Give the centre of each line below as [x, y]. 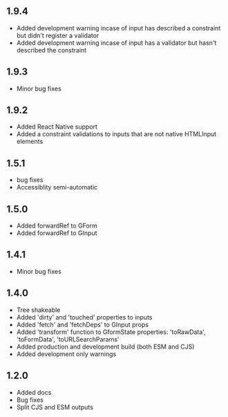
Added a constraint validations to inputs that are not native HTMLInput [116, 134]
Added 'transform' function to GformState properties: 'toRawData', [111, 332]
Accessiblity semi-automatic [57, 187]
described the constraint [51, 50]
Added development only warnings [66, 354]
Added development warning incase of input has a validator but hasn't [116, 43]
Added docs [34, 392]
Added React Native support [57, 127]
